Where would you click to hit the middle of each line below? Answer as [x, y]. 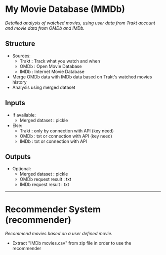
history [20, 82]
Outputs [18, 157]
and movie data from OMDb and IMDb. [45, 28]
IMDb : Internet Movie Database [52, 71]
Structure [20, 44]
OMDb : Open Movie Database [51, 66]
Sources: [21, 56]
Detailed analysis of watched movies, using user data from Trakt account [80, 23]
